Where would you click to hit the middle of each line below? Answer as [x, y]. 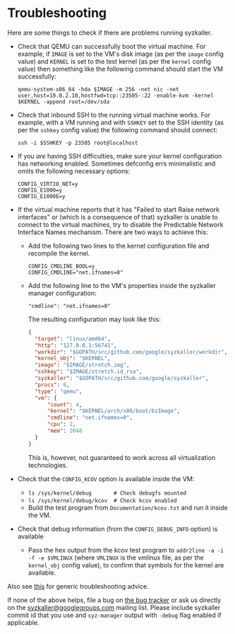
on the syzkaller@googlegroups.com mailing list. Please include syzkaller [114, 607]
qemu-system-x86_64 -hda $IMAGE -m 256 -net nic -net [98, 89]
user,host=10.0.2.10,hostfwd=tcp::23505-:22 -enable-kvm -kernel [115, 96]
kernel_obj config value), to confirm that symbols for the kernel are [126, 565]
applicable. [23, 622]
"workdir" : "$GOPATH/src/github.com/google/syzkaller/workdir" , [131, 352]
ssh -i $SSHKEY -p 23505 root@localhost [78, 143]
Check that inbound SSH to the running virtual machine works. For [114, 115]
